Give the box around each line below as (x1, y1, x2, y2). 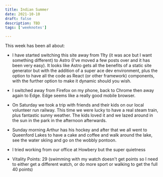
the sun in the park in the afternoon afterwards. (12, 118, 107, 124)
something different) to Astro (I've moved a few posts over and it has (12, 57, 150, 63)
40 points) (12, 166, 33, 173)
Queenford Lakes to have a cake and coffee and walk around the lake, (12, 132, 153, 138)
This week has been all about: (5, 43, 65, 49)
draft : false (5, 16, 32, 21)
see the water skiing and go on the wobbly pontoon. (12, 137, 117, 143)
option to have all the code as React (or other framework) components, (12, 73, 155, 79)
